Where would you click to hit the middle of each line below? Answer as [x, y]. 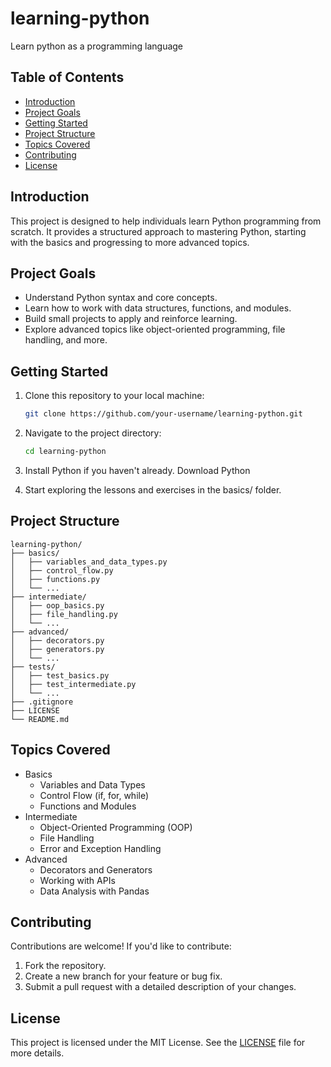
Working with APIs [77, 880]
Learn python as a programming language [97, 46]
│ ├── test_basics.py [60, 675]
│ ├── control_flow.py [62, 570]
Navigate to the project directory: [93, 433]
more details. [37, 1053]
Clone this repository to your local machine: [114, 396]
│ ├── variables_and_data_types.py [89, 562]
